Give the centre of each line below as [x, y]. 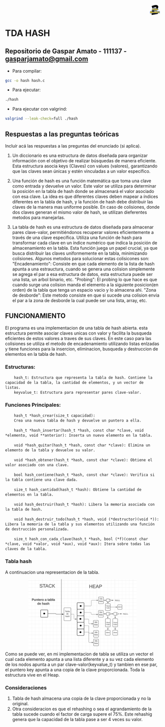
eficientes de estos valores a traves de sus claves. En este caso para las [78, 338]
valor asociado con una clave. [37, 465]
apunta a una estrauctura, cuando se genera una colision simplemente [83, 269]
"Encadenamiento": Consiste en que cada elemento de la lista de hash [83, 264]
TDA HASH [27, 33]
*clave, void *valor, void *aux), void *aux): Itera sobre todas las [78, 544]
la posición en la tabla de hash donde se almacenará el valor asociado [83, 191]
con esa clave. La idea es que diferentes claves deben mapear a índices [85, 196]
